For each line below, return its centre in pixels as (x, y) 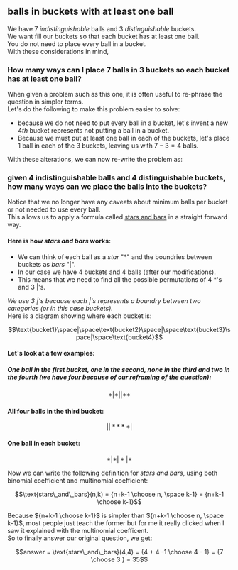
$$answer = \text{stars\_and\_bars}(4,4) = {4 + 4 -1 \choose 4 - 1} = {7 (119, 552)
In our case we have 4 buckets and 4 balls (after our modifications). (117, 272)
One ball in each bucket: (44, 443)
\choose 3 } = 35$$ (119, 559)
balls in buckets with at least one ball (91, 12)
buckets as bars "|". (47, 264)
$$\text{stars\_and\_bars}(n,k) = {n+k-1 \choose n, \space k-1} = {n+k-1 (119, 494)
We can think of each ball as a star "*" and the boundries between (115, 257)
